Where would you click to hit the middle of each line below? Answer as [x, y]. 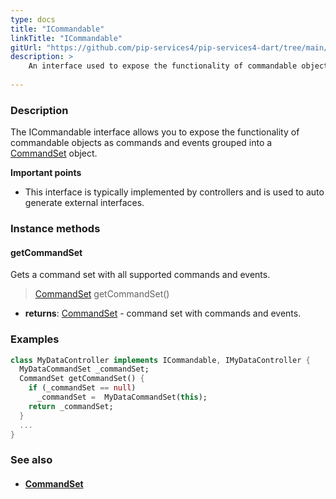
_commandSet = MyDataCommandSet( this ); [122, 397]
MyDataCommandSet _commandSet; [84, 369]
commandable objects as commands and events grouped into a [141, 143]
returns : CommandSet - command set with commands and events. [163, 313]
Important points [46, 173]
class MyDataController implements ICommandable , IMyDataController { [160, 360]
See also [31, 460]
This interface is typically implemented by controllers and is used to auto [174, 192]
